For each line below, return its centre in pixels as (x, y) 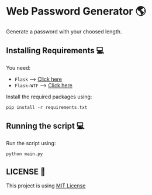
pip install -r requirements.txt (47, 107)
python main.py (25, 154)
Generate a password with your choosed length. (64, 31)
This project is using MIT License (46, 186)
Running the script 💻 (45, 126)
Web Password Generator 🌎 (76, 11)
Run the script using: (31, 143)
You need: (18, 67)
